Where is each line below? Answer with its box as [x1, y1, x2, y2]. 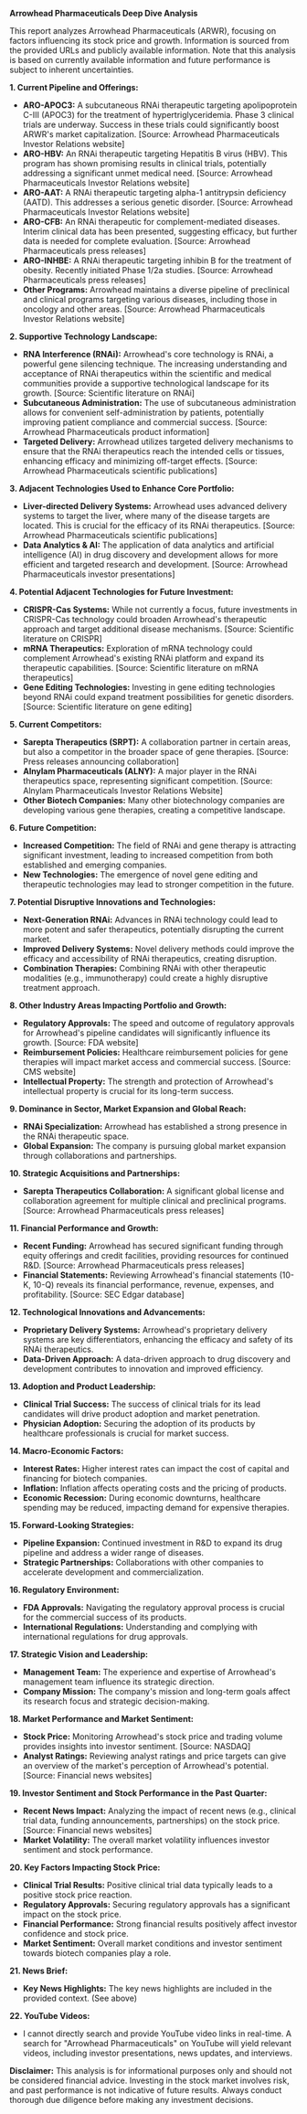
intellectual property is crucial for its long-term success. [22, 1086, 235, 1096]
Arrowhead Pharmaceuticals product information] [22, 427, 210, 437]
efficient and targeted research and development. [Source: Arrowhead [22, 559, 288, 569]
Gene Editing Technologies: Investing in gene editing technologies [22, 682, 276, 693]
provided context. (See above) [22, 1992, 138, 2003]
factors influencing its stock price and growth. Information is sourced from [9, 36, 290, 46]
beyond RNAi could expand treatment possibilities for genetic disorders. [22, 692, 294, 702]
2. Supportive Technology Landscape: [9, 331, 158, 342]
